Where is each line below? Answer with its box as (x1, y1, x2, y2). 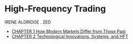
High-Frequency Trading (4, 3, 106, 14)
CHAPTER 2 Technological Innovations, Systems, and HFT (11, 33, 128, 39)
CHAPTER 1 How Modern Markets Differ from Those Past (11, 28, 126, 34)
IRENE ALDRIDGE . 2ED (4, 19, 51, 25)
